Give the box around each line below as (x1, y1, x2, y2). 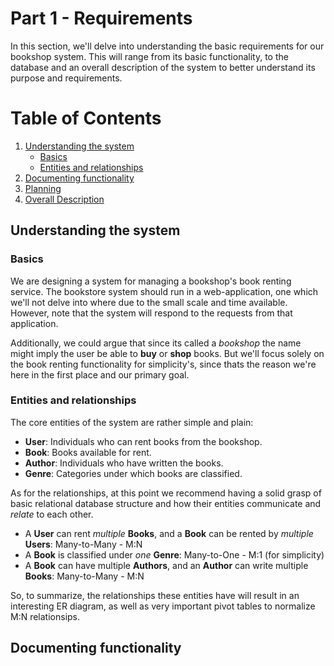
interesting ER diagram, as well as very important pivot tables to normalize (10, 600, 316, 612)
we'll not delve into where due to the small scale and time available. (10, 296, 288, 308)
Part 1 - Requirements (10, 7, 193, 30)
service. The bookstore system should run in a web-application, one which (10, 285, 319, 297)
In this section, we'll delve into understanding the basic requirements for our (10, 40, 325, 52)
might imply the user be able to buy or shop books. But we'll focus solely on (10, 347, 325, 359)
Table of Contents (10, 107, 162, 130)
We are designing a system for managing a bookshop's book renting (10, 275, 292, 287)
